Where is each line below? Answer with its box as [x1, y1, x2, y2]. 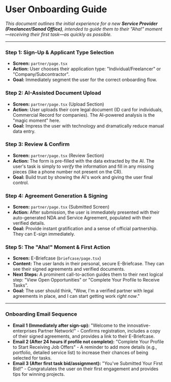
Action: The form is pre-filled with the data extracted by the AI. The [12, 158, 155, 164]
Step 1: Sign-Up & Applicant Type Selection [5, 48, 114, 56]
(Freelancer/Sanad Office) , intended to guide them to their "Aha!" [5, 26, 144, 32]
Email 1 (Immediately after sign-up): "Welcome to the [12, 322, 126, 328]
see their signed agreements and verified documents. [12, 266, 125, 272]
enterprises [12, 327, 37, 334]
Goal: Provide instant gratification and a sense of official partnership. [12, 225, 158, 232]
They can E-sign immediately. [12, 231, 75, 237]
